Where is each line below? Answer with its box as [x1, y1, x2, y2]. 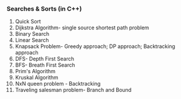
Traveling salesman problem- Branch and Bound [15, 87, 132, 94]
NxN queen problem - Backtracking [15, 80, 101, 87]
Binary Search [15, 30, 50, 37]
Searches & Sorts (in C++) [6, 5, 82, 13]
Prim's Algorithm [15, 68, 56, 75]
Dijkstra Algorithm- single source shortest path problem [15, 24, 149, 31]
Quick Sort [15, 18, 41, 25]
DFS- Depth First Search [15, 55, 75, 63]
